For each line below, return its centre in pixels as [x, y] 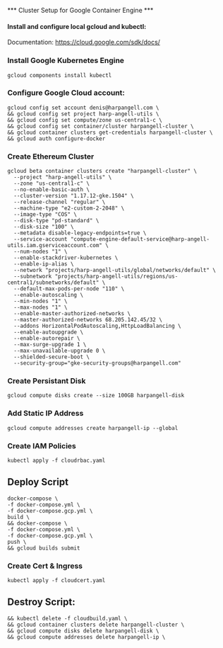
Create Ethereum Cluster [51, 157]
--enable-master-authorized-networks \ [72, 314]
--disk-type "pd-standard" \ [56, 221]
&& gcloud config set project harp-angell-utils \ [83, 114]
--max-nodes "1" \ [41, 307]
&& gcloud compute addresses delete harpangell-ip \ [86, 637]
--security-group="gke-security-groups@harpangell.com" [97, 363]
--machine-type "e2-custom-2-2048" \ [69, 208]
